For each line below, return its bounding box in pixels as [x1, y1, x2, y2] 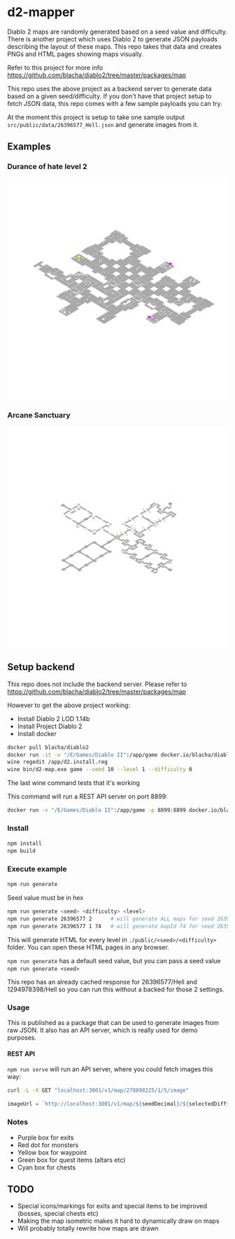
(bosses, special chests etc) [17, 1210, 99, 1218]
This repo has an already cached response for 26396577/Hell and [7, 977, 197, 986]
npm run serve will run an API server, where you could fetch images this [7, 1065, 213, 1073]
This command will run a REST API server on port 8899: [7, 792, 168, 801]
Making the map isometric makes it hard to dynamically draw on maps [17, 1217, 220, 1225]
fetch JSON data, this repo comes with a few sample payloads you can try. [7, 99, 222, 107]
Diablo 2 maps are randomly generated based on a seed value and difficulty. [7, 27, 227, 36]
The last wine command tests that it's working [7, 779, 140, 787]
